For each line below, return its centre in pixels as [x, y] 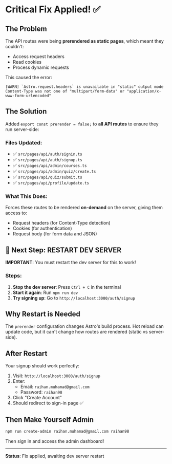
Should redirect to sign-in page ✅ [48, 403]
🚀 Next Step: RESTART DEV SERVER [63, 250]
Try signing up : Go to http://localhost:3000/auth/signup [74, 298]
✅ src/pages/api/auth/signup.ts [48, 160]
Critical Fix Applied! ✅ [53, 10]
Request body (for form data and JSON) [55, 234]
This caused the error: [29, 77]
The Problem [26, 29]
